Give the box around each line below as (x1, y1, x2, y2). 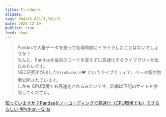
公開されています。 (21, 77, 61, 83)
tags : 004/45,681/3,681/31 (5, 16, 61, 21)
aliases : (5, 12, 23, 17)
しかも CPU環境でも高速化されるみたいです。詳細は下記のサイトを (17, 83, 154, 89)
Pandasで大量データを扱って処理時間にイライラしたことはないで (17, 45, 150, 50)
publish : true (5, 26, 35, 31)
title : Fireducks (5, 7, 41, 12)
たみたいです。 (17, 63, 48, 69)
